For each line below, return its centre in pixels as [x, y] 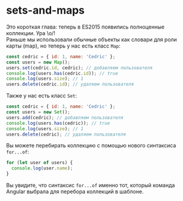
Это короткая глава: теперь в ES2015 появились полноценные [85, 27]
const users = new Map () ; [38, 62]
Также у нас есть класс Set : [42, 96]
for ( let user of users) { [40, 163]
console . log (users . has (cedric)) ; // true [58, 123]
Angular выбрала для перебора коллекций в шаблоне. [75, 191]
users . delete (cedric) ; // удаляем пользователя [66, 134]
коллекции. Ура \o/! [31, 33]
